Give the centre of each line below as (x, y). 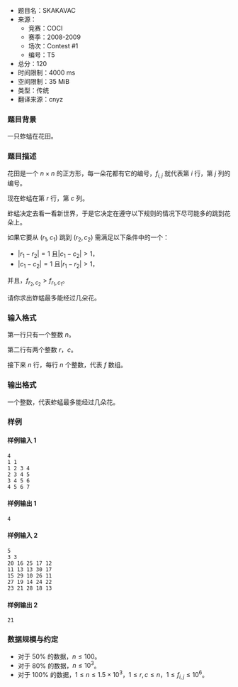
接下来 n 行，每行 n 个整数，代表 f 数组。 (67, 365)
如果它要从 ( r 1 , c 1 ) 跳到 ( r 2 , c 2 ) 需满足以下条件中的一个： (89, 238)
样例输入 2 (23, 536)
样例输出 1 (22, 504)
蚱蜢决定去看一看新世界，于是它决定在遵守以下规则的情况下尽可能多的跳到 (116, 213)
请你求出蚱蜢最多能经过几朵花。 (54, 298)
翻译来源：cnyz (40, 99)
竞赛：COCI (45, 28)
